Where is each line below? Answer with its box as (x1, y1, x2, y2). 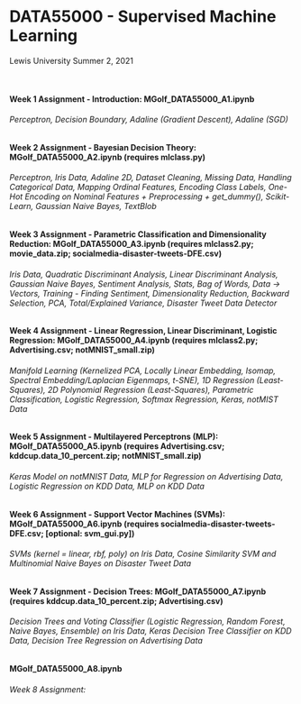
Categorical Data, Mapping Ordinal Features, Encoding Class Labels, (9, 182, 267, 193)
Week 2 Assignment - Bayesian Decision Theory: (9, 142, 196, 152)
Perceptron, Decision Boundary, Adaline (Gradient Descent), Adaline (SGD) (9, 114, 288, 125)
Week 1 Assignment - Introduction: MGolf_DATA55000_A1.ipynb (9, 93, 255, 105)
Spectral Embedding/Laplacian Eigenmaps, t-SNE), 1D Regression (9, 374, 255, 385)
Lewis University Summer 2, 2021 (9, 55, 133, 66)
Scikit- (265, 191, 290, 202)
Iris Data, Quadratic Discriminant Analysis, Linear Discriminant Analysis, (9, 269, 278, 279)
